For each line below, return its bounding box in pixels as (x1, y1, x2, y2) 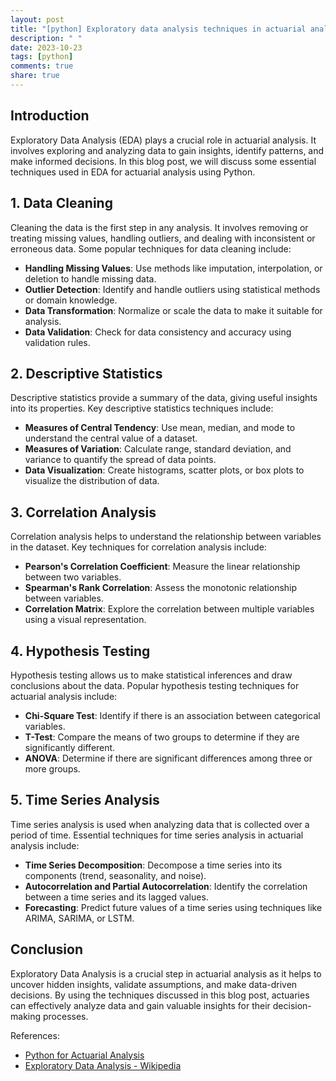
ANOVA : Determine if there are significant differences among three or (24, 752, 313, 764)
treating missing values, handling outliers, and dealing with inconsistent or (10, 232, 316, 244)
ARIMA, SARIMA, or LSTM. (24, 912, 135, 924)
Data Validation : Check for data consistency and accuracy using (24, 326, 292, 338)
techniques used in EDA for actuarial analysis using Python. (10, 166, 256, 178)
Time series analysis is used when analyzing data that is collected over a (10, 818, 310, 830)
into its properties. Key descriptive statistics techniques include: (10, 402, 274, 415)
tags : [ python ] (10, 52, 74, 62)
